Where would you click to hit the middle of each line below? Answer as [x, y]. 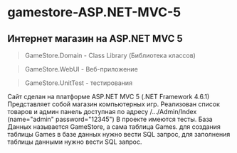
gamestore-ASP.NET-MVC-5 [94, 12]
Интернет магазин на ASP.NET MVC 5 [95, 39]
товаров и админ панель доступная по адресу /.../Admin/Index [102, 112]
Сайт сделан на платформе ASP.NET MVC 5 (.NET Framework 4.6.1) [109, 97]
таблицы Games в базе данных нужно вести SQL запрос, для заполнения [119, 134]
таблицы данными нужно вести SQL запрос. [75, 142]
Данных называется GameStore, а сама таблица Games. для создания [114, 127]
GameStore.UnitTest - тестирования [79, 83]
